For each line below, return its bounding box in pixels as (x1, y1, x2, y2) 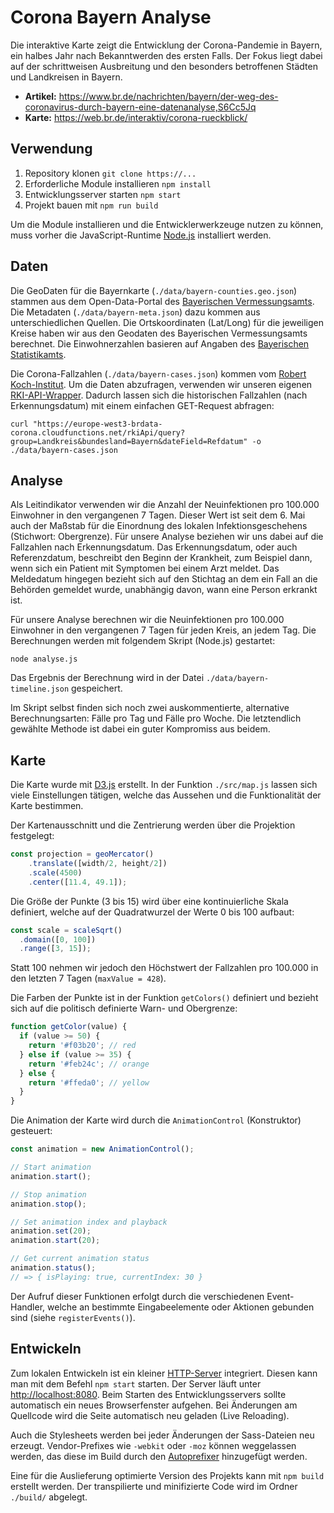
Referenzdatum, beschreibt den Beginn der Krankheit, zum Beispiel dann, (10, 552, 313, 564)
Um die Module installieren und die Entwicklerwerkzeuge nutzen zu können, (10, 218, 324, 230)
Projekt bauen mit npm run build (24, 199, 159, 211)
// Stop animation (10, 1189, 87, 1200)
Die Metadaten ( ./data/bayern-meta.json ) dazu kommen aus (10, 306, 261, 318)
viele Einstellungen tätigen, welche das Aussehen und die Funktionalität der (10, 789, 322, 801)
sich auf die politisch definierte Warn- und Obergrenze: (10, 1002, 238, 1015)
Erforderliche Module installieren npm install (24, 177, 212, 190)
